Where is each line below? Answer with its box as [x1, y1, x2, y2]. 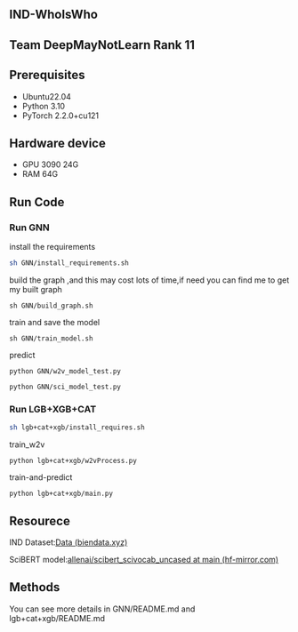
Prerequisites [9, 68, 85, 83]
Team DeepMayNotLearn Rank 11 [9, 37, 196, 52]
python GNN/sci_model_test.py [9, 382, 122, 391]
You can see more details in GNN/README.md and [9, 604, 196, 614]
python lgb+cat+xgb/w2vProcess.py [9, 457, 138, 466]
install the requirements [9, 242, 96, 252]
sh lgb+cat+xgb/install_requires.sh [9, 423, 145, 432]
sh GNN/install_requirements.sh [9, 259, 129, 268]
